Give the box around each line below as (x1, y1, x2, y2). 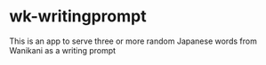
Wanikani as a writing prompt (9, 45, 117, 55)
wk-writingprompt (9, 6, 147, 27)
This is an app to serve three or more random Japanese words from (9, 36, 258, 46)
